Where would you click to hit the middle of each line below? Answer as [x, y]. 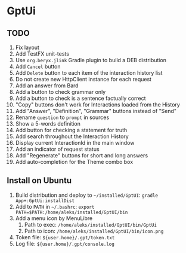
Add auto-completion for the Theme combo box [74, 162]
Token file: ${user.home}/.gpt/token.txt [65, 237]
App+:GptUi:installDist [45, 201]
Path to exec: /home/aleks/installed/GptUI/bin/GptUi [91, 224]
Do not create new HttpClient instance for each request [83, 79]
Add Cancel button [38, 66]
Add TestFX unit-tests [42, 54]
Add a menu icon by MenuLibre [54, 218]
